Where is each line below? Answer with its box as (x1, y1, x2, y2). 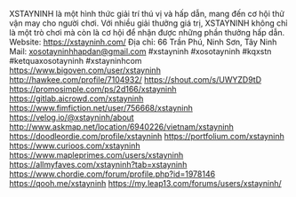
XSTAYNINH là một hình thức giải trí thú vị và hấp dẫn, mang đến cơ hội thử (9, 9, 284, 19)
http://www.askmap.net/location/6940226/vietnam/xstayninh (9, 122, 234, 132)
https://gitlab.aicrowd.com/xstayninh (9, 93, 144, 104)
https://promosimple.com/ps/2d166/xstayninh (9, 84, 177, 94)
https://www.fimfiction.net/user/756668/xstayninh (9, 103, 193, 113)
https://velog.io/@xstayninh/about (9, 112, 135, 122)
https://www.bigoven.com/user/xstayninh (9, 65, 162, 75)
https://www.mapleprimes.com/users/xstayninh (9, 150, 184, 160)
